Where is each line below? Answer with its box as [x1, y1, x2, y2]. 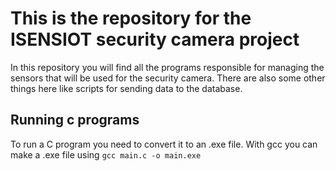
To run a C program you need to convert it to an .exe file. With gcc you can [10, 138, 318, 150]
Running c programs [10, 112, 140, 129]
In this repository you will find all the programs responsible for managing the [10, 61, 325, 73]
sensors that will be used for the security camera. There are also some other [10, 72, 326, 84]
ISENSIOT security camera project [10, 28, 300, 51]
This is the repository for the [10, 7, 252, 30]
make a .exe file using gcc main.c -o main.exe [10, 148, 202, 161]
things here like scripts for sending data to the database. [10, 82, 243, 94]
